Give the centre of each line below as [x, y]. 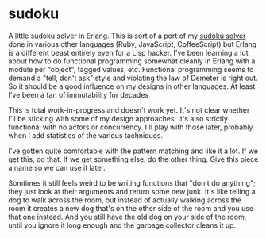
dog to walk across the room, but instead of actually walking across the [125, 200]
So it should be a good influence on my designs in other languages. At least [132, 86]
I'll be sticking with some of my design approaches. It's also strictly [118, 118]
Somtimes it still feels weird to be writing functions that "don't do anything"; [132, 182]
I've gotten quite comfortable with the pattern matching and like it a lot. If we [133, 151]
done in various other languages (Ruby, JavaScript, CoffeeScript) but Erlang [133, 44]
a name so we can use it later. [57, 167]
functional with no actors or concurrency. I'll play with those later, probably [131, 127]
